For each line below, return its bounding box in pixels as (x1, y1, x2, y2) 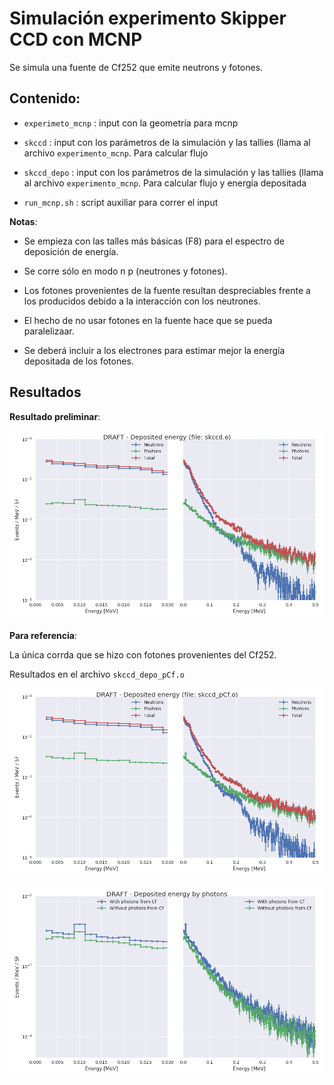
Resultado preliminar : (9, 410, 101, 422)
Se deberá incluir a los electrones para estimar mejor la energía (23, 344, 286, 356)
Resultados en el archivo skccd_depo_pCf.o (9, 668, 185, 680)
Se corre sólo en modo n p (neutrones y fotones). (23, 265, 228, 277)
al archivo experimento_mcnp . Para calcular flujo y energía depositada (23, 177, 307, 189)
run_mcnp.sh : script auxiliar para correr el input (23, 196, 219, 208)
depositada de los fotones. (23, 355, 134, 367)
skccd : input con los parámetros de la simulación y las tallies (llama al (23, 136, 311, 148)
